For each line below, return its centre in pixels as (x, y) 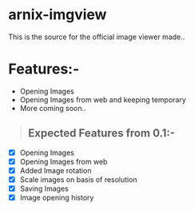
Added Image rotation (55, 170)
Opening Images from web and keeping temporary (103, 99)
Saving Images (44, 188)
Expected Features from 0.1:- (101, 133)
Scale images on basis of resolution (78, 179)
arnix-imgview (57, 15)
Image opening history (57, 198)
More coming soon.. (53, 108)
